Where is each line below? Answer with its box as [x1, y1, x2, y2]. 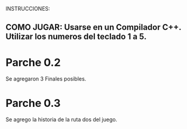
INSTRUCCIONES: [5, 5, 50, 12]
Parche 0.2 [5, 56, 61, 69]
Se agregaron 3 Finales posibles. [5, 75, 87, 82]
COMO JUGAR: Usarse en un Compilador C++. [5, 22, 182, 32]
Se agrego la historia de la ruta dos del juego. [5, 116, 118, 123]
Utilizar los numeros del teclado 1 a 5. [5, 32, 147, 42]
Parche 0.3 [5, 96, 61, 110]
